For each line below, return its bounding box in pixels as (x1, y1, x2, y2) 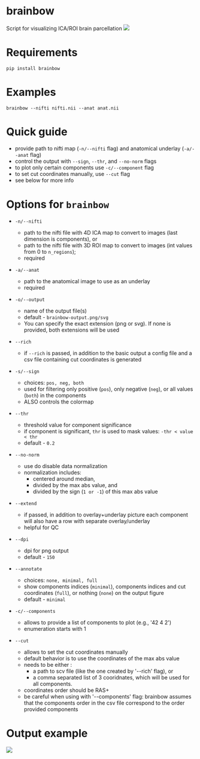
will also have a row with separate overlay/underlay (23, 517, 150, 524)
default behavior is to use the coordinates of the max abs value (23, 654, 180, 662)
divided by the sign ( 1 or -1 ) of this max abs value (32, 488, 158, 495)
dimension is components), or (23, 235, 98, 242)
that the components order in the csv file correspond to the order (23, 699, 185, 706)
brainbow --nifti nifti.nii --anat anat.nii (6, 105, 119, 111)
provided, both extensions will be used (23, 326, 120, 333)
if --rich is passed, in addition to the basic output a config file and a (23, 349, 193, 357)
